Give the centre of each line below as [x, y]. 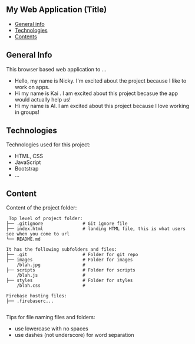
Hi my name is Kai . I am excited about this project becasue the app [96, 93]
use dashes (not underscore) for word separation [74, 335]
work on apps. [32, 87]
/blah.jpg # [51, 265]
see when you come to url [38, 234]
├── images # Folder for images [70, 260]
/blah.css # [51, 286]
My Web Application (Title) [57, 10]
